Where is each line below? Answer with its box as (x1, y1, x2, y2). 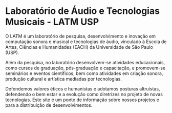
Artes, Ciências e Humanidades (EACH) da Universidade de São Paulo (5, 44, 154, 50)
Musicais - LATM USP (5, 16, 99, 28)
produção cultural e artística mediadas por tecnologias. (5, 76, 122, 82)
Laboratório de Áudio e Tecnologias (5, 5, 160, 17)
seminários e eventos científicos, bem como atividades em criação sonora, (5, 70, 163, 77)
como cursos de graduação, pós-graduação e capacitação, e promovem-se (5, 65, 166, 71)
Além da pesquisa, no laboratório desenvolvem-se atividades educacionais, (5, 59, 165, 65)
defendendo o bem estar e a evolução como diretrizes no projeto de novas (5, 91, 163, 97)
